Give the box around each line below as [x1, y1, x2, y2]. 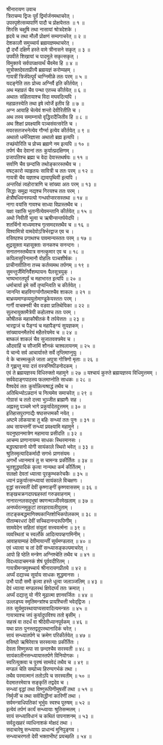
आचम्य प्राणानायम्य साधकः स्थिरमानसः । [6, 437, 81, 443]
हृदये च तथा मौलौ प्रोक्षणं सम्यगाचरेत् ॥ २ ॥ [6, 33, 86, 39]
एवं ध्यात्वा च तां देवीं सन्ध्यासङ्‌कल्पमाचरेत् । [6, 545, 88, 551]
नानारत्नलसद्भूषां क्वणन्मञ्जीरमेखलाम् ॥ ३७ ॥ [6, 497, 94, 504]
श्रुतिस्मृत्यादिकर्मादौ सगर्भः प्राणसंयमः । [6, 450, 76, 457]
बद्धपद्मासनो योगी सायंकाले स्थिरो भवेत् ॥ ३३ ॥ [6, 443, 94, 450]
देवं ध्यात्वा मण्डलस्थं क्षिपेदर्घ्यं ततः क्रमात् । [6, 585, 85, 592]
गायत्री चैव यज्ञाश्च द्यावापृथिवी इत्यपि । [6, 174, 78, 181]
